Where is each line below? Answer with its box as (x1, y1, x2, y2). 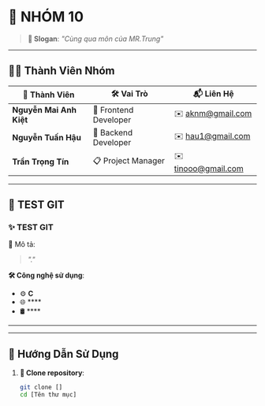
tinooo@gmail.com (174, 162, 244, 173)
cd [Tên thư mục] (19, 391, 77, 399)
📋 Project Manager (92, 155, 166, 166)
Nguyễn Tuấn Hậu (12, 132, 81, 143)
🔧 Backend (92, 127, 133, 138)
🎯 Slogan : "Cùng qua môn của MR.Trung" (27, 34, 164, 43)
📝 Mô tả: (8, 240, 35, 249)
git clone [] (19, 383, 63, 392)
